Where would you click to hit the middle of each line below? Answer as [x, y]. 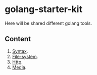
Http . [17, 62]
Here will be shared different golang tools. [48, 23]
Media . [19, 67]
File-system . [25, 56]
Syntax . [20, 51]
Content [18, 39]
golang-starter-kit [44, 9]
